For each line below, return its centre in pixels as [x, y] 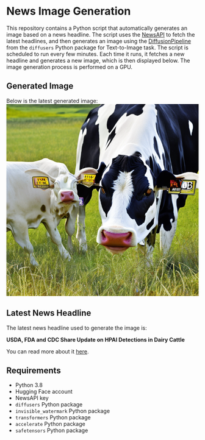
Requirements [34, 370]
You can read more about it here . [48, 351]
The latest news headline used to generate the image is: [77, 328]
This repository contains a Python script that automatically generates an [97, 28]
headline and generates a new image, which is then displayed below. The [98, 60]
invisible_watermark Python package [63, 411]
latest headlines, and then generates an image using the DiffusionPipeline [99, 41]
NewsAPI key [32, 398]
